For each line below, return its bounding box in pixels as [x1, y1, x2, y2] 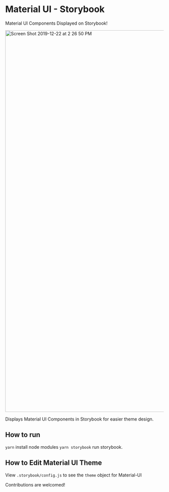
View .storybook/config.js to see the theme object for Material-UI [5, 472, 142, 478]
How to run [5, 431, 41, 439]
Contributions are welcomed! [5, 481, 65, 487]
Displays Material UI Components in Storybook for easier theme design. [5, 416, 154, 422]
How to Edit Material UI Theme [5, 459, 102, 467]
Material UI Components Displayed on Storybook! [5, 20, 108, 26]
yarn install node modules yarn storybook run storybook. [5, 444, 123, 450]
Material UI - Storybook [5, 4, 105, 15]
